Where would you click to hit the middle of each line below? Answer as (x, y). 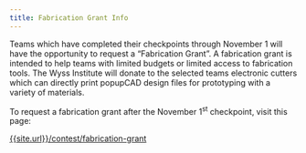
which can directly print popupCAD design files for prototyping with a (140, 82)
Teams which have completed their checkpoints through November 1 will (146, 44)
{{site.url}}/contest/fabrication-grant (78, 138)
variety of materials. (47, 92)
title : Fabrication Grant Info (69, 18)
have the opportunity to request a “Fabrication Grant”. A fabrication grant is (151, 53)
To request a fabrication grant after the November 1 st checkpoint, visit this (148, 110)
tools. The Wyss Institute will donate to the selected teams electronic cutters (153, 73)
